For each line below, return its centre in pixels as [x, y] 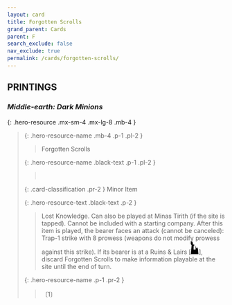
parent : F [21, 37]
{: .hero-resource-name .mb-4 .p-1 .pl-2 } [83, 136]
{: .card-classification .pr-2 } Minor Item [81, 189]
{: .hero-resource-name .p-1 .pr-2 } [74, 279]
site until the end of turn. [77, 266]
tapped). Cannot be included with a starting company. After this [132, 223]
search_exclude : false [40, 44]
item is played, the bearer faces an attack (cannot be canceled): [133, 230]
